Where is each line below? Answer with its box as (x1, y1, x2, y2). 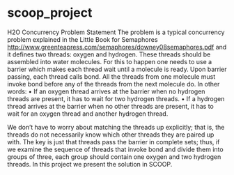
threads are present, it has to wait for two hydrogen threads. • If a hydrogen (7, 94, 225, 102)
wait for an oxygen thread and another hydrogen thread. (7, 109, 169, 118)
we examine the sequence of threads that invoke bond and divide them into (7, 145, 224, 153)
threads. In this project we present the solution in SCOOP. (7, 160, 173, 168)
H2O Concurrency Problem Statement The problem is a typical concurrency (7, 28, 225, 36)
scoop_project (7, 5, 93, 21)
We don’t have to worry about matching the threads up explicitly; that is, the (7, 123, 225, 131)
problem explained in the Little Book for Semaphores (7, 35, 158, 43)
